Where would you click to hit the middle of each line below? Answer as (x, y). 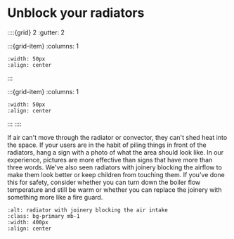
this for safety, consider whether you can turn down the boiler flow (104, 182)
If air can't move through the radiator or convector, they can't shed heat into (117, 137)
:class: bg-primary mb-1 (44, 216)
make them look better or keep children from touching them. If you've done (116, 174)
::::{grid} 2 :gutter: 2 (36, 32)
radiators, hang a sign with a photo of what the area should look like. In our (116, 152)
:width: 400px (28, 222)
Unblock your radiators (76, 13)
